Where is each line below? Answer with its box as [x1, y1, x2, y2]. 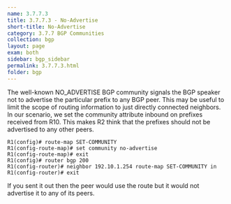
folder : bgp [7, 68, 42, 75]
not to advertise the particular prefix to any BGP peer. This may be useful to [7, 95, 225, 103]
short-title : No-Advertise [7, 23, 86, 30]
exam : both [7, 50, 39, 57]
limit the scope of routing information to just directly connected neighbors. [7, 103, 221, 111]
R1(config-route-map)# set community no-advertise [7, 145, 158, 152]
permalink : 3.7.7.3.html [7, 62, 80, 69]
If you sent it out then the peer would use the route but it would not [7, 181, 200, 189]
